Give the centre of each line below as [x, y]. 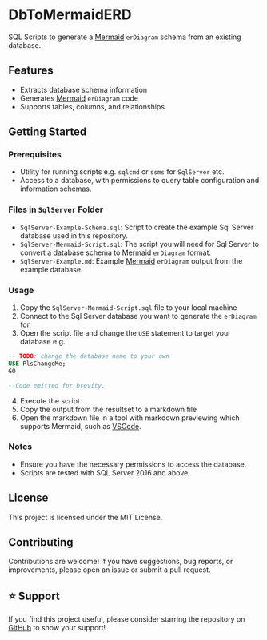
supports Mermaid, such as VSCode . [80, 426]
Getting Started [48, 132]
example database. [51, 269]
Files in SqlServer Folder [56, 209]
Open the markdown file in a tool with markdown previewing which [130, 418]
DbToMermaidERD [70, 15]
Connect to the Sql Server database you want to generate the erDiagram [138, 316]
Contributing [41, 542]
